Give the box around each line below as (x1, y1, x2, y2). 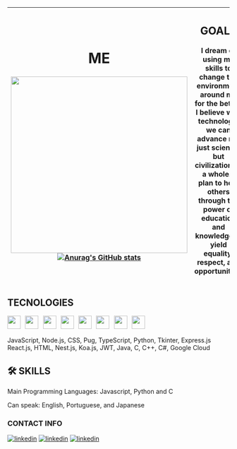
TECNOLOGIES (7, 297, 74, 309)
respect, (197, 257, 226, 267)
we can (205, 125, 231, 135)
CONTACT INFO (7, 419, 63, 429)
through (198, 196, 226, 205)
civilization (195, 160, 233, 170)
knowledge (195, 231, 233, 241)
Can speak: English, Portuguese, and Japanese (7, 401, 145, 409)
